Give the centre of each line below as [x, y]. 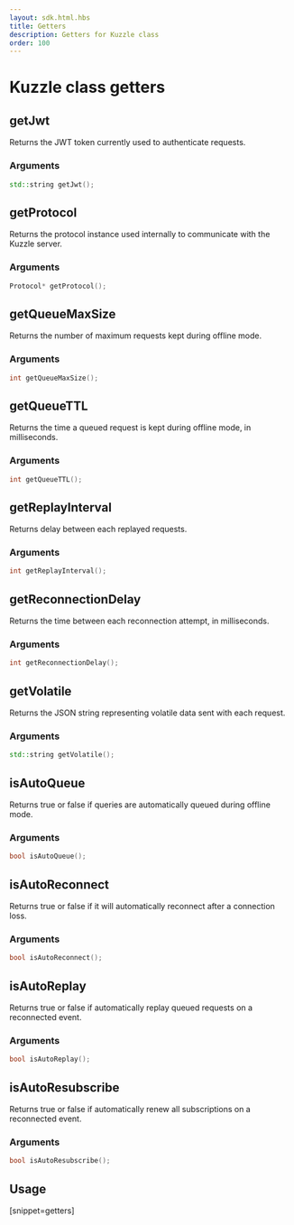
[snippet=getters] [42, 1211]
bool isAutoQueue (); [48, 857]
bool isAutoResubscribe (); [60, 1161]
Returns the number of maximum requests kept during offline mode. [136, 336]
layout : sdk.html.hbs [50, 18]
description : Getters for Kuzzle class [84, 34]
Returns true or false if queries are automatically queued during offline [140, 805]
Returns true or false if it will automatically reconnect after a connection [142, 907]
